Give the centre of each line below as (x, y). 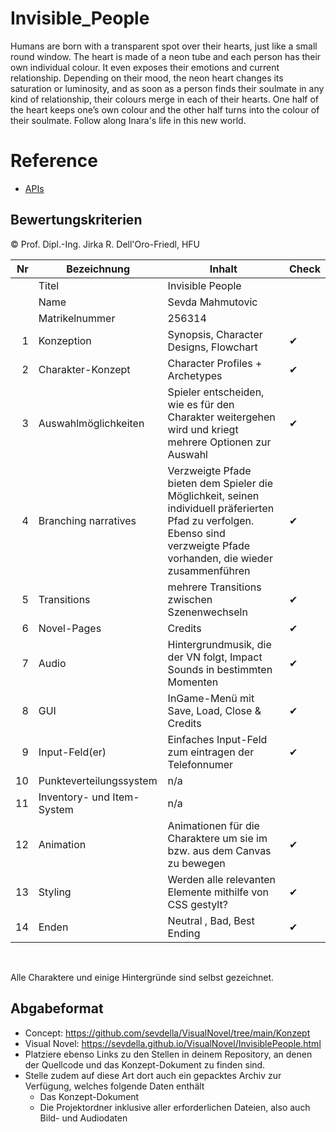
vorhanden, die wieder (220, 558)
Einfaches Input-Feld (217, 739)
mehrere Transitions (214, 587)
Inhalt (223, 269)
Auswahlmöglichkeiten (91, 423)
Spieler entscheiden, (216, 392)
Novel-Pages (70, 628)
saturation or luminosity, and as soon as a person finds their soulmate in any (167, 88)
